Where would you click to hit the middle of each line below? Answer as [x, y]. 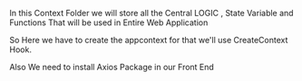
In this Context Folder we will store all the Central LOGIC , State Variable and [151, 13]
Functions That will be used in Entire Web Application [109, 22]
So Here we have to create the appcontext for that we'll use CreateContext [149, 40]
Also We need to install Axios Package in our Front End [112, 67]
